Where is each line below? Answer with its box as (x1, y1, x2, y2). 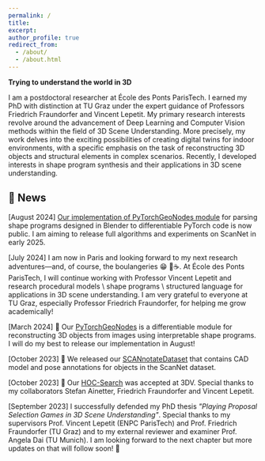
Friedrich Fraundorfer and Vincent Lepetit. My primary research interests (8, 109, 245, 119)
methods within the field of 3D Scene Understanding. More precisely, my (8, 126, 246, 135)
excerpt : (8, 26, 37, 34)
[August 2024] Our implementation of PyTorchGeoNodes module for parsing (8, 212, 258, 221)
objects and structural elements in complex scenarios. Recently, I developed (8, 151, 257, 161)
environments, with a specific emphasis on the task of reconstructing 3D (8, 143, 245, 153)
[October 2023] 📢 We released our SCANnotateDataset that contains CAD (8, 353, 249, 364)
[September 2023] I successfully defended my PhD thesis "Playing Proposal (8, 401, 258, 411)
